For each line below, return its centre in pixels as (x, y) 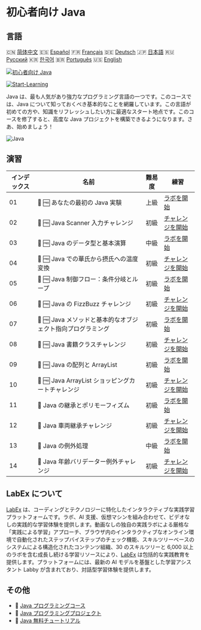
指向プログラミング (82, 329)
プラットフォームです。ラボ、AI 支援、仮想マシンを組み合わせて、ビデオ (95, 516)
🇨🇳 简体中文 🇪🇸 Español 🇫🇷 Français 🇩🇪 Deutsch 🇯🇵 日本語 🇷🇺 (90, 52)
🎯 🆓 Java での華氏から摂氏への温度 (88, 259)
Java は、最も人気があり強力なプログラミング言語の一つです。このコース (96, 96)
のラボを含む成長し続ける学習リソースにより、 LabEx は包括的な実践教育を (98, 554)
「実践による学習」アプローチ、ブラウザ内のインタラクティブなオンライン (98, 532)
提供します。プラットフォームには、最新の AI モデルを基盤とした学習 (91, 562)
